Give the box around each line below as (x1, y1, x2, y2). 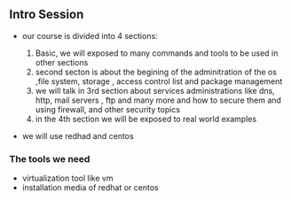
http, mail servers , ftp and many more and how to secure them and (35, 95, 282, 105)
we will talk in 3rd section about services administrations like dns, (35, 85, 275, 96)
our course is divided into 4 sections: (21, 30, 158, 41)
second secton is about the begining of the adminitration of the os (35, 66, 278, 77)
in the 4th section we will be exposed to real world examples (35, 113, 257, 124)
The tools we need (9, 152, 90, 165)
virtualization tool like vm (21, 173, 114, 184)
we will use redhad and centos (21, 130, 135, 141)
